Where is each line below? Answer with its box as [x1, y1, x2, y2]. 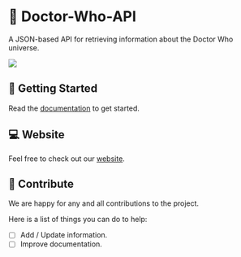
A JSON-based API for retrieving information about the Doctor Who [8, 34, 234, 44]
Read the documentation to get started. [8, 103, 140, 113]
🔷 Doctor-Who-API [8, 7, 136, 26]
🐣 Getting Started [8, 81, 98, 96]
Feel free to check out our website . [8, 154, 126, 163]
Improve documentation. [19, 239, 103, 249]
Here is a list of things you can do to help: [8, 215, 148, 224]
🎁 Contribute [8, 176, 75, 190]
